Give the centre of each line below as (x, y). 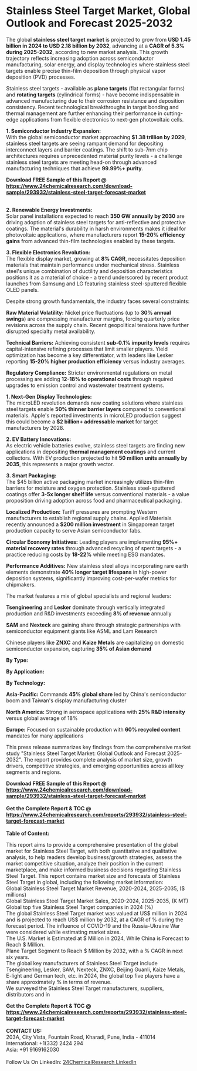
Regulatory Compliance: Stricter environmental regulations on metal (89, 373)
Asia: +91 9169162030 (33, 1049)
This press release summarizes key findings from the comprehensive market (98, 747)
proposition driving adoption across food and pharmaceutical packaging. (94, 500)
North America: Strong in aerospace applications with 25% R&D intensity (96, 712)
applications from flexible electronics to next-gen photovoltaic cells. (102, 119)
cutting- (173, 113)
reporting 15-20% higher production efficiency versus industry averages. (96, 361)
